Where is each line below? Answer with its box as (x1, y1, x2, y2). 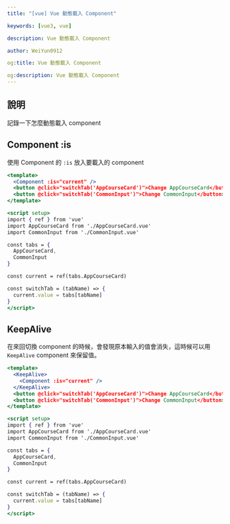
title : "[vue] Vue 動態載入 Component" (7, 10, 117, 17)
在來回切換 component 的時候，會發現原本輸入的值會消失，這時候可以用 (7, 343, 211, 351)
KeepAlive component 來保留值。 (7, 351, 101, 359)
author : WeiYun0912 (7, 47, 63, 54)
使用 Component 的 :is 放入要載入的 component (7, 158, 144, 166)
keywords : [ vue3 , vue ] (7, 22, 72, 30)
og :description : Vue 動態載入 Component (7, 72, 120, 79)
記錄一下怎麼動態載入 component (7, 118, 101, 127)
